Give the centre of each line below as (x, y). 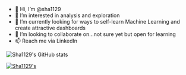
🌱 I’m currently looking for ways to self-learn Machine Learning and (97, 22)
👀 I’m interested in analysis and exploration (67, 15)
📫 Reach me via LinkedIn (46, 41)
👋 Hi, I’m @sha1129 (38, 9)
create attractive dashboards (50, 28)
